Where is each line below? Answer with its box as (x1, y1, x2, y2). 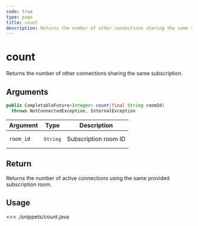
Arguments (6, 87, 49, 97)
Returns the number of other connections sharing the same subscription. (6, 70, 183, 77)
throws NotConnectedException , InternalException (11, 108, 136, 114)
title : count (6, 19, 38, 25)
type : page (6, 14, 33, 20)
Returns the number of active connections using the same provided (6, 174, 170, 181)
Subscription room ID (67, 135, 126, 143)
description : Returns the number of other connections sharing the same (6, 25, 189, 31)
